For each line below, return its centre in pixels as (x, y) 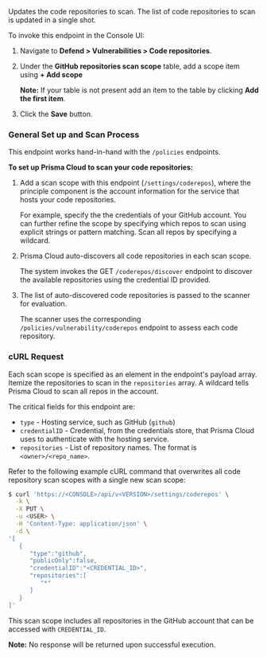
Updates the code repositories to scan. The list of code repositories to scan (132, 12)
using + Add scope (51, 74)
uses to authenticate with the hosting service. (94, 439)
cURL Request (36, 357)
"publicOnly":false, (63, 561)
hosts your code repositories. (68, 200)
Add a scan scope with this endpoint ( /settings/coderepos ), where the (135, 183)
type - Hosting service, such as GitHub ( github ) (97, 422)
